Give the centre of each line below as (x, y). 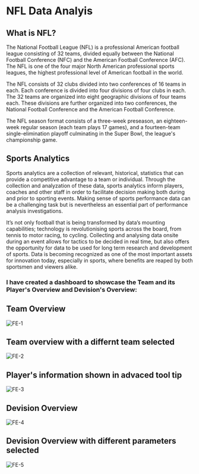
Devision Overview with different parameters (91, 441)
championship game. (32, 140)
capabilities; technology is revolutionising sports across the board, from (94, 229)
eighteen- (176, 121)
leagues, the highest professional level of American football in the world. (95, 72)
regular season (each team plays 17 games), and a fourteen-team (100, 127)
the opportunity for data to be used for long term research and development (99, 248)
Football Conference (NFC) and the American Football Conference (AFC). (96, 60)
